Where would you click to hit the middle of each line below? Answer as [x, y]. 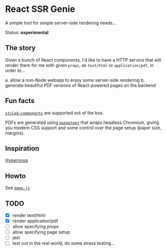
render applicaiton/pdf [35, 221]
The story [21, 48]
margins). [15, 133]
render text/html [29, 215]
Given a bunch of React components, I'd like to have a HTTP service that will [83, 60]
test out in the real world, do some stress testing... [63, 243]
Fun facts [20, 101]
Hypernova [17, 160]
